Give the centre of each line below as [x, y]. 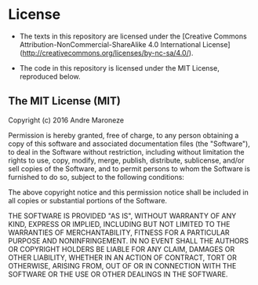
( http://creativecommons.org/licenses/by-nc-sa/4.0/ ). [106, 53]
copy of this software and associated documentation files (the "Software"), [129, 144]
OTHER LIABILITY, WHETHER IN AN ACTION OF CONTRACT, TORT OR [122, 258]
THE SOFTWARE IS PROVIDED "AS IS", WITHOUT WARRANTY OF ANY [122, 216]
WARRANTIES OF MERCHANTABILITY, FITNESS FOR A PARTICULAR [119, 232]
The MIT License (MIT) [65, 101]
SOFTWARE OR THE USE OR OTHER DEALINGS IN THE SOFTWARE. [118, 274]
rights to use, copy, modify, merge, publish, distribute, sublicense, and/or [126, 160]
